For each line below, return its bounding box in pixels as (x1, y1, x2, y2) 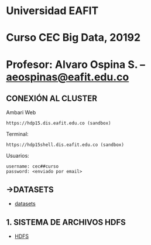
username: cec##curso (6, 164, 59, 169)
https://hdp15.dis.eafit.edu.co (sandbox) (6, 120, 111, 127)
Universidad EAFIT (6, 4, 99, 18)
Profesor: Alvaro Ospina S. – (6, 57, 145, 71)
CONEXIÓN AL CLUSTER (6, 93, 98, 103)
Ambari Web (6, 109, 36, 116)
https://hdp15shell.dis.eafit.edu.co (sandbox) (6, 142, 125, 148)
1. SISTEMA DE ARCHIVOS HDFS (6, 217, 126, 227)
